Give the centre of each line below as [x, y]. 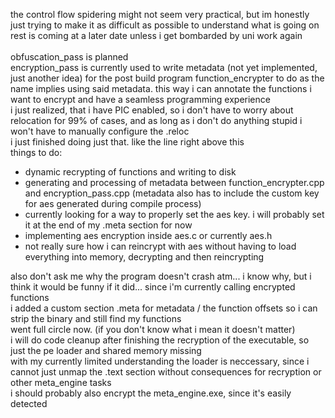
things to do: [36, 152]
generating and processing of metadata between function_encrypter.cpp [174, 182]
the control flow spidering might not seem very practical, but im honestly [160, 14]
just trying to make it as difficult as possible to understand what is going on [165, 25]
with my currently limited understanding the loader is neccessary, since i [160, 361]
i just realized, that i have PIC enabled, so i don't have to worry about [152, 110]
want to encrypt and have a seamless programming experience [140, 99]
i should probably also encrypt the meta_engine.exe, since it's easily [151, 393]
